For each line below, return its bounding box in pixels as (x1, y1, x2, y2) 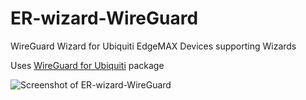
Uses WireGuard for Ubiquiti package (10, 59, 165, 71)
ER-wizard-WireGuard (10, 7, 199, 30)
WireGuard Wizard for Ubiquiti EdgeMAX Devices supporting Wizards (10, 40, 297, 52)
